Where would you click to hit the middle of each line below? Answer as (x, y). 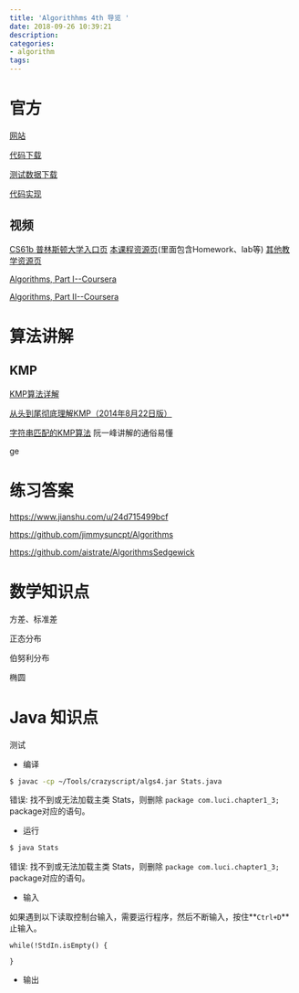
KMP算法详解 (34, 393)
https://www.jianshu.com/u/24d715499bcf (89, 517)
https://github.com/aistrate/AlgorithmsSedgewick (102, 552)
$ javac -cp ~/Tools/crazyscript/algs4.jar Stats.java (116, 781)
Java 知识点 (54, 717)
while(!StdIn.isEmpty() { (58, 946)
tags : (20, 60)
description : (34, 35)
